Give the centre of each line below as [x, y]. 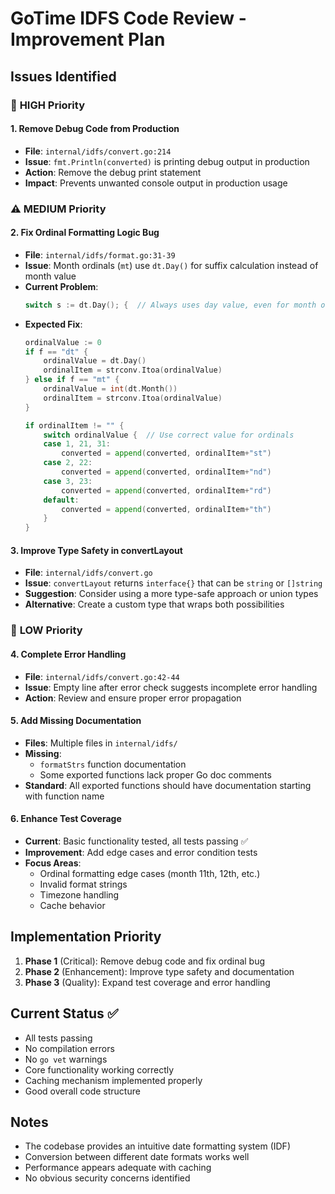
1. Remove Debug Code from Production [95, 129]
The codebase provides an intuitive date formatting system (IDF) [157, 1146]
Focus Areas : [53, 863]
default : [61, 500]
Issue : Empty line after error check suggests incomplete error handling [171, 687]
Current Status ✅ [64, 1013]
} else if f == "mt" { [72, 380]
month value [50, 276]
